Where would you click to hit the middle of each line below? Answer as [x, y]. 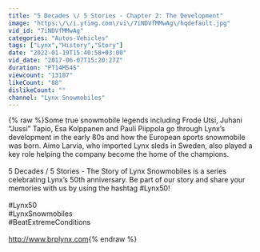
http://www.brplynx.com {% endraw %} [73, 239]
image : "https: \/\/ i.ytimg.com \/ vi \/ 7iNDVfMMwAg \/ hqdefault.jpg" [119, 23]
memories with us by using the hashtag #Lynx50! [89, 188]
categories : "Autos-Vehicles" [59, 38]
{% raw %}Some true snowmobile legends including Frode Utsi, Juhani [125, 120]
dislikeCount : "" [37, 90]
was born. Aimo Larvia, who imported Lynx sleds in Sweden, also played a [130, 146]
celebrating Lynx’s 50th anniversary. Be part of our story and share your [127, 180]
